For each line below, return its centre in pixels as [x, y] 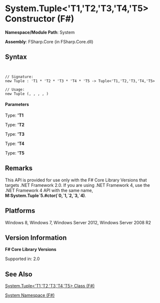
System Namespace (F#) [30, 295]
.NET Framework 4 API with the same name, [49, 190]
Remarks [19, 168]
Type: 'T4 [15, 143]
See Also [19, 274]
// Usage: [15, 89]
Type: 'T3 [15, 134]
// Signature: [19, 77]
